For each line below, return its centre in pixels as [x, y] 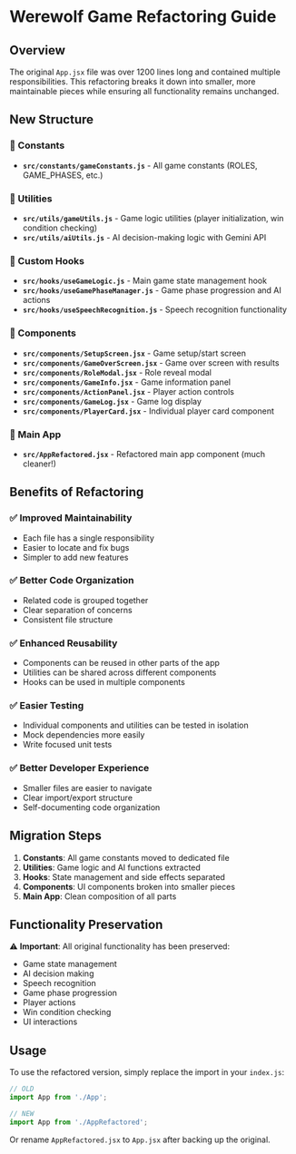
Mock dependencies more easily [84, 735]
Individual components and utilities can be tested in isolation [135, 725]
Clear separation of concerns [78, 610]
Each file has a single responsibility [88, 538]
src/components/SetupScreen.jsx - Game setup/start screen [134, 353]
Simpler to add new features [75, 557]
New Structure [51, 120]
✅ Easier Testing [47, 706]
